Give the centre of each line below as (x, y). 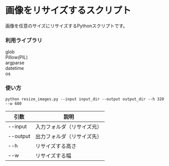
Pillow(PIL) (17, 58)
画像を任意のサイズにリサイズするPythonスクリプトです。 (67, 26)
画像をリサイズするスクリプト (68, 11)
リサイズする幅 (53, 156)
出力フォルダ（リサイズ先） (69, 136)
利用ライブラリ (24, 40)
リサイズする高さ (56, 146)
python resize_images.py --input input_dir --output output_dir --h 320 (85, 99)
